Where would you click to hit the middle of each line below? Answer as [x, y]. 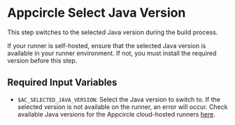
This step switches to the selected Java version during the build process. [113, 32]
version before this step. [42, 60]
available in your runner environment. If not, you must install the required [112, 53]
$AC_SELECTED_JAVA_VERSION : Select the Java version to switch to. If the [119, 99]
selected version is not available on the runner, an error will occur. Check [122, 107]
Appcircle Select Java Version [97, 13]
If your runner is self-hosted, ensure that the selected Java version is [107, 45]
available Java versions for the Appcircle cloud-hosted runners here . [116, 114]
